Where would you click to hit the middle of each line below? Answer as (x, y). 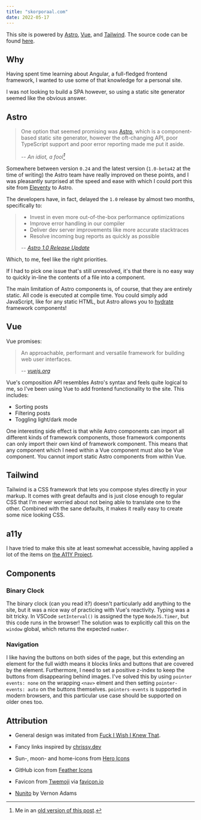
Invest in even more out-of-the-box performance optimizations (107, 217)
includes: (17, 395)
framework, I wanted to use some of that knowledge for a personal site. (94, 80)
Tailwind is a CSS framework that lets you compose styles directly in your (97, 490)
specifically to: (24, 205)
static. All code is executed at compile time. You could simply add (87, 295)
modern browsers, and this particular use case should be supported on (94, 696)
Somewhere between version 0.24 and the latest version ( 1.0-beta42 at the (98, 168)
